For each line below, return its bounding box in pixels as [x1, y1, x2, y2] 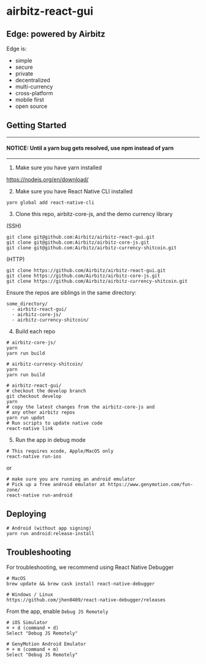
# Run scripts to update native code [6, 420, 103, 427]
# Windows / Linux [6, 591, 53, 598]
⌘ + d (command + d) [6, 625, 59, 631]
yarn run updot [6, 415, 45, 421]
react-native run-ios [6, 454, 62, 460]
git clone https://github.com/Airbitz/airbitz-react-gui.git [6, 268, 166, 274]
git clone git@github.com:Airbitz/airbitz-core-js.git [6, 239, 150, 246]
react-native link [6, 425, 53, 432]
